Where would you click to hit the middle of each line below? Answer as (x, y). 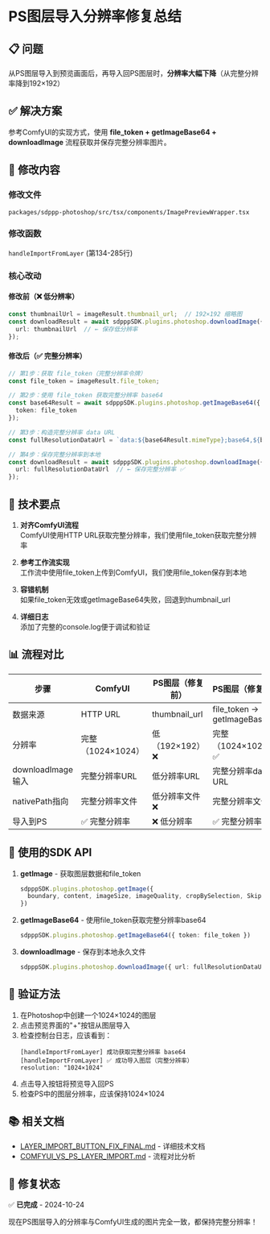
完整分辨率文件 (109, 801)
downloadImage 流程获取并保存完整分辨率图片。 (90, 142)
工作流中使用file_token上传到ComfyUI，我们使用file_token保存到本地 (133, 572)
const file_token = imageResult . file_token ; (84, 381)
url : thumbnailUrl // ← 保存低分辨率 (77, 329)
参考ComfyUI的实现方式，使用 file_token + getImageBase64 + (112, 132)
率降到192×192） (37, 83)
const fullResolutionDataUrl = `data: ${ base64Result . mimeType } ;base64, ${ (135, 440)
